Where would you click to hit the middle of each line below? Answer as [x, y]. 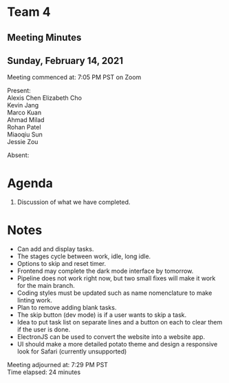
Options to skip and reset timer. [62, 264]
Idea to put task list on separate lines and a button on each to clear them [120, 322]
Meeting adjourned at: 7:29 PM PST [58, 365]
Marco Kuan [24, 113]
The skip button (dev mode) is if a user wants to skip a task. [102, 315]
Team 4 [29, 12]
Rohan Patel [24, 127]
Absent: [18, 155]
